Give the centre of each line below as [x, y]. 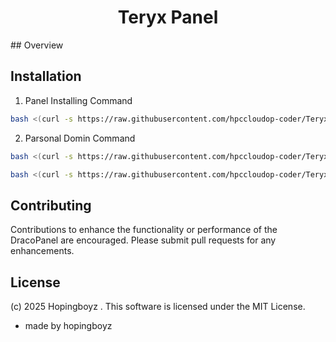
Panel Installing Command [78, 100]
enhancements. [42, 251]
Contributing [51, 205]
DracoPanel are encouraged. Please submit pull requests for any [143, 240]
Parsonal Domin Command [80, 138]
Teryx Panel [168, 17]
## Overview [37, 45]
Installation [46, 76]
